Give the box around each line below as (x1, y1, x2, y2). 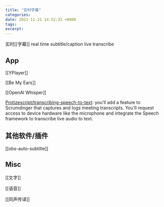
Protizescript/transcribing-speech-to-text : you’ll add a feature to (5, 99, 141, 105)
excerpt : (5, 27, 24, 32)
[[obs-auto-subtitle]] (5, 145, 48, 151)
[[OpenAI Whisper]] (5, 89, 47, 95)
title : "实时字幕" (5, 7, 42, 13)
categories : (5, 12, 31, 17)
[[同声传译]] (5, 196, 30, 202)
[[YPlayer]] (5, 69, 28, 75)
